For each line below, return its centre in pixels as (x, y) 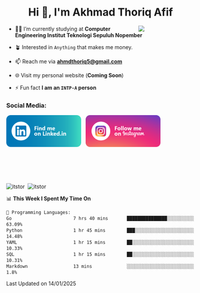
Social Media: (26, 105)
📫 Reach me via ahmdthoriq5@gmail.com (69, 61)
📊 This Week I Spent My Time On (49, 199)
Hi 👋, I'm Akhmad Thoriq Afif (101, 12)
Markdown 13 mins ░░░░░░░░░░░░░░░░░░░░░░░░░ (100, 267)
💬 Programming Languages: (38, 213)
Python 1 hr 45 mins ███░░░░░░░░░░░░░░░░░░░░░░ (100, 231)
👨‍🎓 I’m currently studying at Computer (63, 29)
